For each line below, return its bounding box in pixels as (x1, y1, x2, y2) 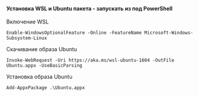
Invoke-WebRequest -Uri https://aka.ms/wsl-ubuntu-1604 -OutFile (6, 57, 174, 63)
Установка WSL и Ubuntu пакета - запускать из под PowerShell (6, 5, 173, 12)
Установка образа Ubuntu (6, 73, 73, 81)
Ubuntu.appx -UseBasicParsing (6, 63, 83, 69)
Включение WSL (6, 18, 50, 25)
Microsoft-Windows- (144, 30, 194, 36)
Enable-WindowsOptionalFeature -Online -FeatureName (6, 30, 142, 36)
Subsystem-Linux (6, 35, 47, 42)
